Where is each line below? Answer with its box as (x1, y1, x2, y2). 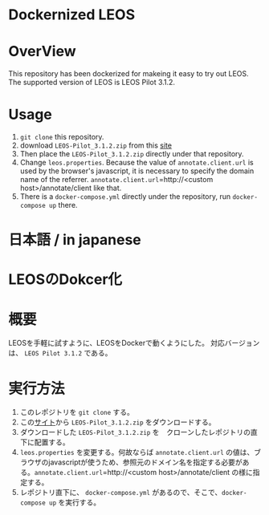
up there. (49, 201, 78, 210)
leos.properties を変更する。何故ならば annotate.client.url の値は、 (19, 448, 255, 457)
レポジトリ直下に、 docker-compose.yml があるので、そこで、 (19, 488, 222, 497)
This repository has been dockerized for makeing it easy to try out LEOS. (8, 69, 249, 79)
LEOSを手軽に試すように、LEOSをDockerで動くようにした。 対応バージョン (8, 339, 260, 348)
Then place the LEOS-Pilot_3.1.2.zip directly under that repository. (19, 149, 244, 159)
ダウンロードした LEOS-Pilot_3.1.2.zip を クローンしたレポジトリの (19, 428, 251, 437)
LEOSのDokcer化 (8, 270, 123, 289)
